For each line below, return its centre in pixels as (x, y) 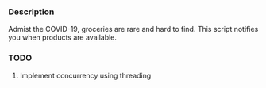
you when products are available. (63, 37)
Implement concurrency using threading (85, 75)
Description (31, 12)
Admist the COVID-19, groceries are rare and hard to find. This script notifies (133, 29)
